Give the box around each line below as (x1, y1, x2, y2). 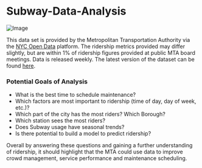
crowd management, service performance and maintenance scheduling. (6, 155, 187, 162)
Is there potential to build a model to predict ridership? (15, 130, 151, 138)
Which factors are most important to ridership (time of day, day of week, (15, 97, 197, 105)
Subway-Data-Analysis (6, 4, 127, 18)
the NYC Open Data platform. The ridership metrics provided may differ (6, 43, 186, 50)
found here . (6, 62, 35, 69)
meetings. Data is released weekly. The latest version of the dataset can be (6, 55, 195, 63)
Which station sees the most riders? (15, 117, 105, 124)
